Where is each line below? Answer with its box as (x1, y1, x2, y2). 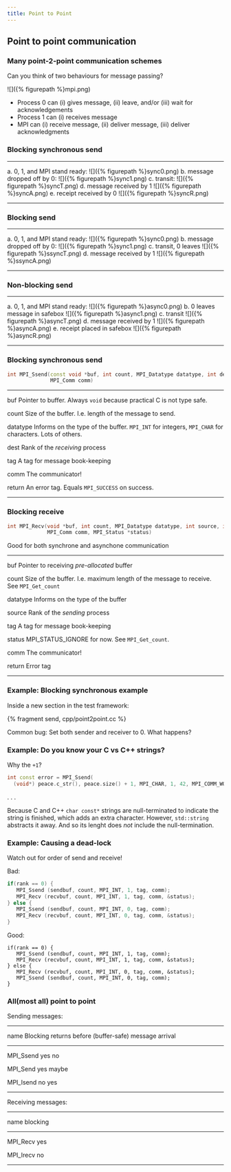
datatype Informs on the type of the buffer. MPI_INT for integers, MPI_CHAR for (7, 423, 223, 431)
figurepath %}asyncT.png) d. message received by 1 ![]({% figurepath (7, 317, 205, 326)
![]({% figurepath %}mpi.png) (7, 85, 91, 94)
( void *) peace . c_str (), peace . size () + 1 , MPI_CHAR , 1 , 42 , (13, 780, 189, 787)
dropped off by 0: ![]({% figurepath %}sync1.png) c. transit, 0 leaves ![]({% (7, 242, 219, 250)
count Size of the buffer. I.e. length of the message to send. (7, 409, 176, 418)
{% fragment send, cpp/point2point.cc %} (7, 714, 126, 723)
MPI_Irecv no (7, 1151, 45, 1160)
